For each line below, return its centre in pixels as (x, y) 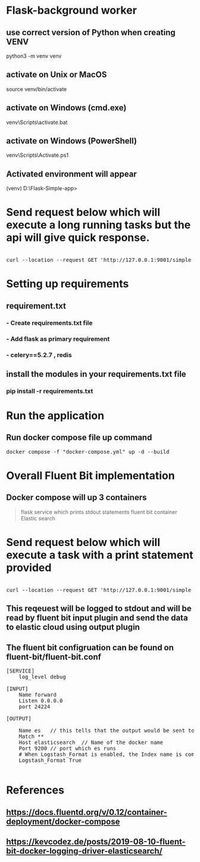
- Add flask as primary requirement (58, 339)
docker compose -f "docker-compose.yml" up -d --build (88, 452)
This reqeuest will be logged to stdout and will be (99, 609)
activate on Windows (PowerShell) (71, 141)
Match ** (32, 736)
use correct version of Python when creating (91, 32)
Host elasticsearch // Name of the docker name (91, 742)
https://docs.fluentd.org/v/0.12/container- (87, 812)
